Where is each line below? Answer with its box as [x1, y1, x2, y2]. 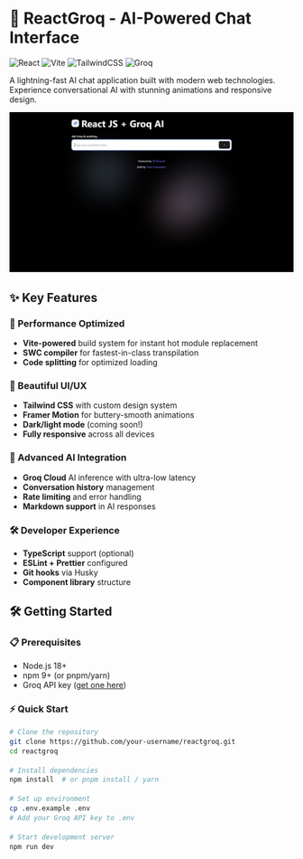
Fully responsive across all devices [22, 429, 155, 439]
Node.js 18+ [22, 660, 68, 671]
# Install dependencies [9, 766, 99, 775]
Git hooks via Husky [22, 567, 99, 578]
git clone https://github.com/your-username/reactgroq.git [9, 737, 236, 746]
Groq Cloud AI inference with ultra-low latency [22, 472, 197, 483]
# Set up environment [9, 795, 91, 804]
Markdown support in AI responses [22, 501, 156, 512]
